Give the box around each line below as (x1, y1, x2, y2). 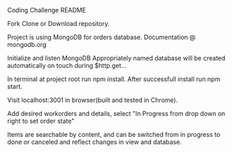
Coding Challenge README (7, 6, 86, 14)
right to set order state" (7, 117, 75, 125)
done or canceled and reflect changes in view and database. (7, 138, 182, 146)
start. (7, 82, 23, 90)
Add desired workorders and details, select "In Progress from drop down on (7, 110, 226, 117)
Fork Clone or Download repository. (7, 20, 110, 27)
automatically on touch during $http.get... (7, 61, 127, 69)
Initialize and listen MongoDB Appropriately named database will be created (7, 54, 226, 62)
